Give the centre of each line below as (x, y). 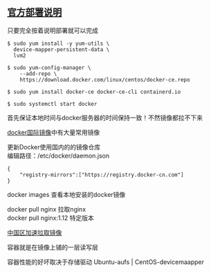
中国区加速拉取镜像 (35, 232)
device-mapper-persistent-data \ (62, 49)
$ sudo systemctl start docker (52, 104)
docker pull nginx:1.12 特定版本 (51, 218)
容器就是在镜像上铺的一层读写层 (53, 247)
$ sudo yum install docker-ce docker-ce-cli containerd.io (94, 92)
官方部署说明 (35, 12)
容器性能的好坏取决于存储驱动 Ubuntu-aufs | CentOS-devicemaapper (105, 262)
